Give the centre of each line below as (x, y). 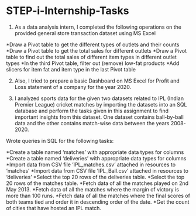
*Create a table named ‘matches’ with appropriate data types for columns (95, 152)
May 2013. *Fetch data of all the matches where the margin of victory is (93, 189)
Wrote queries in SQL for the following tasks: (60, 140)
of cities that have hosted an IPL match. (54, 208)
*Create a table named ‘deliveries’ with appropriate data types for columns (96, 158)
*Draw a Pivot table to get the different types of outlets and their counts (93, 44)
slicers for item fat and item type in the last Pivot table (71, 69)
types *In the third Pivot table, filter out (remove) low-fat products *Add (93, 63)
